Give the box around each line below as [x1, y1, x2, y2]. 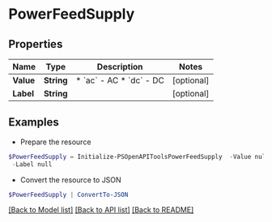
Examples [8, 115, 59, 130]
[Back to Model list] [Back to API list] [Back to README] [8, 205, 194, 215]
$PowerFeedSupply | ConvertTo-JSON [8, 190, 129, 199]
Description [96, 62, 143, 72]
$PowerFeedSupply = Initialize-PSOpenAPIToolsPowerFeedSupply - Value [8, 152, 252, 160]
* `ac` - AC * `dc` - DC [75, 75, 164, 86]
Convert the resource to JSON [19, 175, 121, 185]
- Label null [11, 160, 53, 169]
